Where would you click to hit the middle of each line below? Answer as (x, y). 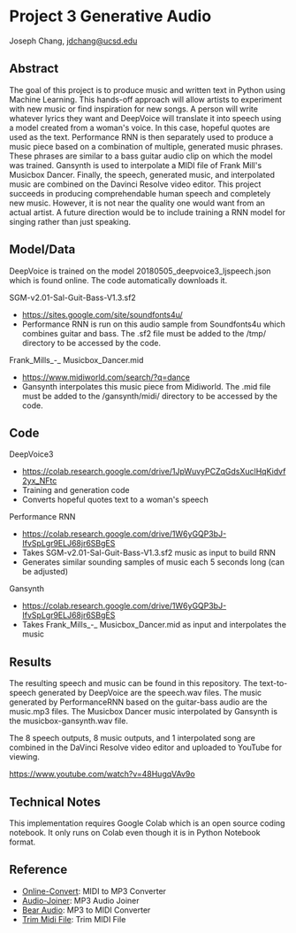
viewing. (24, 757)
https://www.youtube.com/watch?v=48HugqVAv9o (102, 774)
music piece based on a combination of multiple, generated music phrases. (146, 146)
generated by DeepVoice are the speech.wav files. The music (150, 693)
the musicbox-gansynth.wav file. (68, 721)
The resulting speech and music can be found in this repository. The (133, 683)
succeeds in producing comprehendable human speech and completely (140, 193)
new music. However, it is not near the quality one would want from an (137, 203)
